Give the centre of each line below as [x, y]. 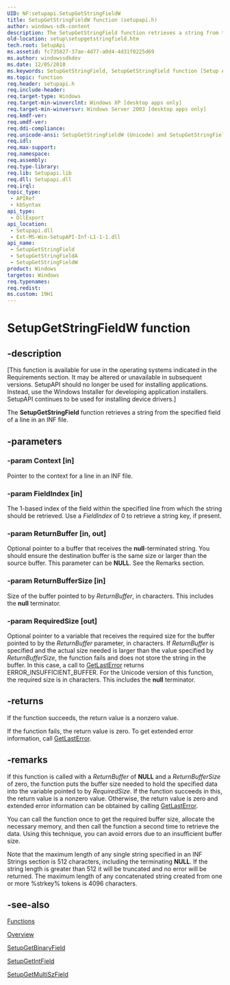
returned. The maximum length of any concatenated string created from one [115, 876]
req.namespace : [29, 154]
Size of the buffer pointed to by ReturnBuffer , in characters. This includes [111, 596]
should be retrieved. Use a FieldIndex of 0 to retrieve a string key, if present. [114, 516]
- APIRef [23, 199]
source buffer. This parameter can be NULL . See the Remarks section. [106, 563]
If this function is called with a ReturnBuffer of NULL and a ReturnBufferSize [114, 776]
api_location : [27, 224]
